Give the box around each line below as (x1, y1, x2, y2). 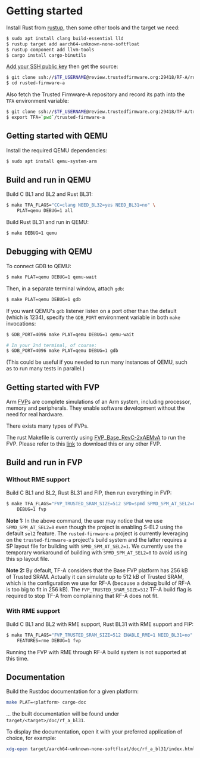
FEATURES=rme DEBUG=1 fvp (17, 637, 82, 643)
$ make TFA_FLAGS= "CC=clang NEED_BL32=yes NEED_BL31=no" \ (6, 202, 156, 208)
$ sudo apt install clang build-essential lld (6, 35, 124, 41)
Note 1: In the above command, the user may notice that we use (6, 517, 163, 524)
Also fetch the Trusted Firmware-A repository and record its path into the (6, 91, 185, 98)
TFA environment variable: (6, 97, 70, 105)
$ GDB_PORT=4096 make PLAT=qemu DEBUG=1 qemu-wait (6, 332, 135, 337)
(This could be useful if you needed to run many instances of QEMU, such (6, 358, 187, 366)
